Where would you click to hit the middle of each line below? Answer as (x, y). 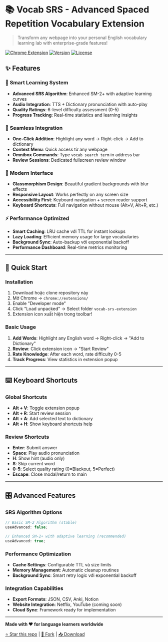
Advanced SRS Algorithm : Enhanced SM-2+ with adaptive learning (82, 94)
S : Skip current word (33, 464)
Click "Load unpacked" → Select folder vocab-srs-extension (74, 309)
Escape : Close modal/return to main (50, 474)
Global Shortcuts (26, 397)
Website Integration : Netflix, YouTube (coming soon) (67, 604)
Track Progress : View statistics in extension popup (65, 359)
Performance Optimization (38, 554)
